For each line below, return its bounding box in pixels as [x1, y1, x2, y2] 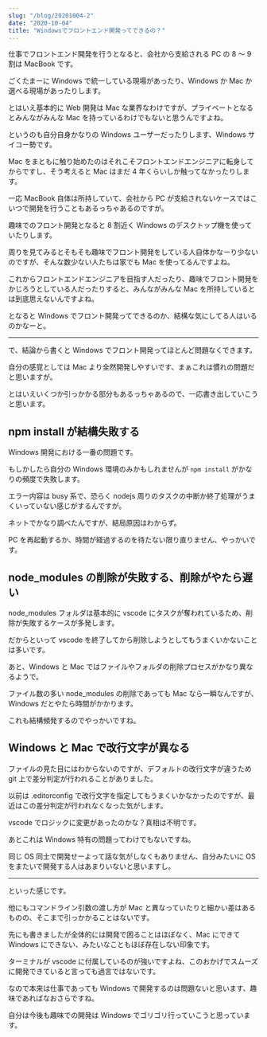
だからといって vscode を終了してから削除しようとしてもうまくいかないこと [8, 635, 258, 644]
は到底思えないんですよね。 [8, 294, 99, 303]
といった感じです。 [8, 886, 71, 895]
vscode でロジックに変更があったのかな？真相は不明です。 [8, 817, 201, 827]
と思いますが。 [8, 372, 57, 382]
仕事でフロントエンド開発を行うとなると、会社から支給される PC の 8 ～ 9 [8, 49, 252, 59]
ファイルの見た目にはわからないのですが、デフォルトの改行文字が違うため [8, 764, 252, 773]
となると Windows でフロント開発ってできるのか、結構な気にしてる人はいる [8, 311, 257, 321]
